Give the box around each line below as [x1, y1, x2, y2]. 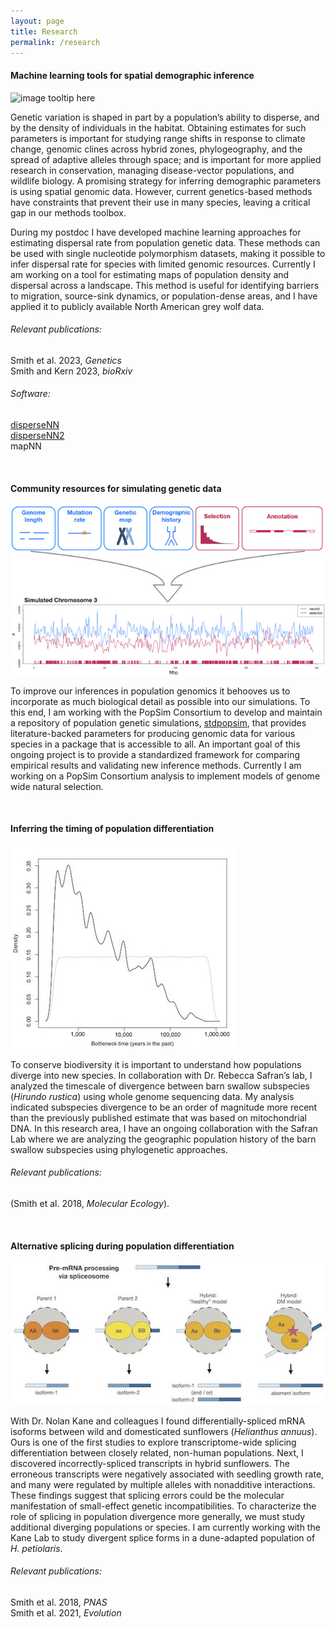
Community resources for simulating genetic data [10, 482, 222, 494]
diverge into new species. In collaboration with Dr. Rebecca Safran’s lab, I [10, 1069, 313, 1081]
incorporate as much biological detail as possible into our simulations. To [10, 695, 311, 707]
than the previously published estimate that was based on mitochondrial [10, 1111, 307, 1124]
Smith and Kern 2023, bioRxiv [10, 365, 133, 377]
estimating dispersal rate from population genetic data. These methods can [10, 236, 321, 249]
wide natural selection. [10, 780, 104, 792]
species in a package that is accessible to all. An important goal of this [10, 738, 301, 750]
